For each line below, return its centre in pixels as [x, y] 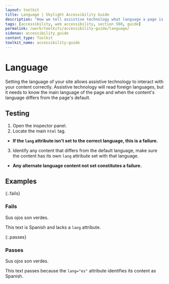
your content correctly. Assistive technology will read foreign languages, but [84, 87]
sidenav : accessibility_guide [37, 33]
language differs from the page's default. [48, 97]
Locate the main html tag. [39, 131]
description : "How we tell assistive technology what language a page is [84, 19]
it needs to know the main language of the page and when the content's [80, 92]
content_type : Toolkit [29, 38]
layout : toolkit [22, 10]
